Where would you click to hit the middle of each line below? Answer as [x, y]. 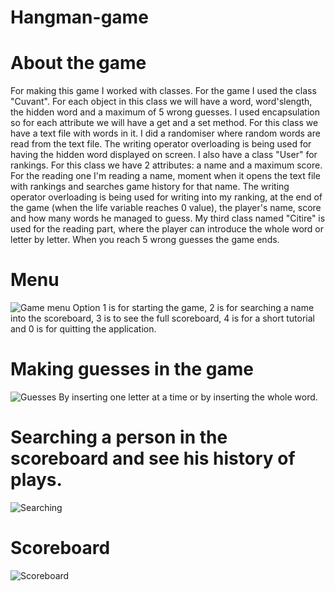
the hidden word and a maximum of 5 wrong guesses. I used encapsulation [165, 112]
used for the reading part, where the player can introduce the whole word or [167, 229]
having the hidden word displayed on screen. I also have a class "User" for [164, 155]
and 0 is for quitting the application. [83, 329]
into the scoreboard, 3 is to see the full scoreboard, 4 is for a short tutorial [163, 318]
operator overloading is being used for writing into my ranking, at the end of [166, 197]
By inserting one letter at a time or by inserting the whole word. [188, 397]
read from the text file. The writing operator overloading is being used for [161, 144]
